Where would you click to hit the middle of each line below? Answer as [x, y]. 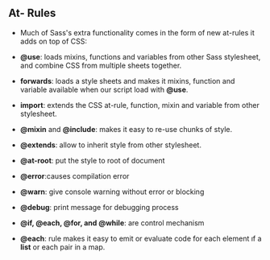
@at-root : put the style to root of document [92, 160]
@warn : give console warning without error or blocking [112, 192]
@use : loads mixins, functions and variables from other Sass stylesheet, [140, 56]
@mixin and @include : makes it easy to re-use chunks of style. [126, 129]
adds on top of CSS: [53, 41]
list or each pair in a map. [62, 247]
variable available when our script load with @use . [104, 89]
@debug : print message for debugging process [99, 207]
